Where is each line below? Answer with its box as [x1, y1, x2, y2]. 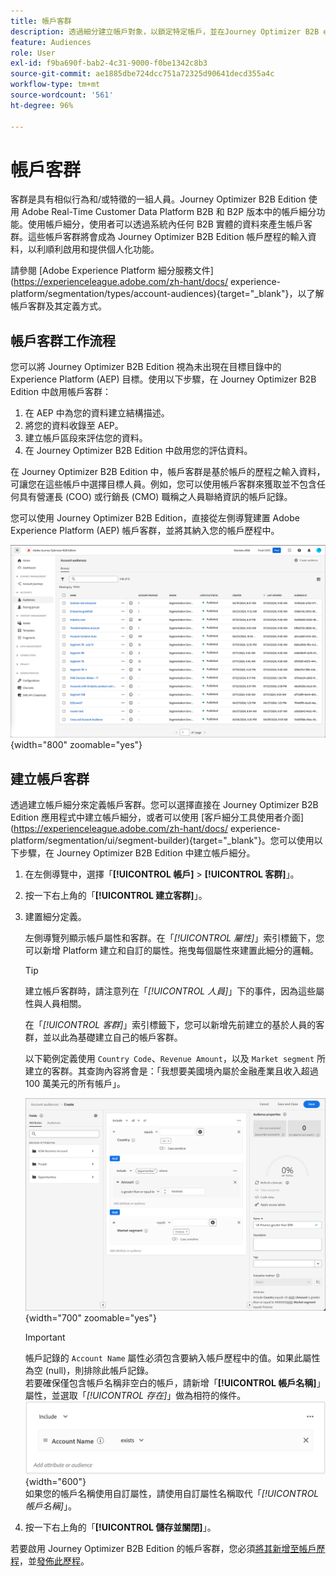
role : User [10, 48, 56, 58]
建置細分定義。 [24, 911, 87, 923]
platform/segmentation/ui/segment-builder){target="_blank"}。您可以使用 [10, 835, 315, 847]
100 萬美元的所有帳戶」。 [24, 1078, 127, 1090]
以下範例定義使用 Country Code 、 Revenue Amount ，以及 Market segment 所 [24, 1053, 326, 1065]
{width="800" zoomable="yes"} [10, 739, 143, 751]
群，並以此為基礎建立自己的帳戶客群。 [24, 1031, 183, 1044]
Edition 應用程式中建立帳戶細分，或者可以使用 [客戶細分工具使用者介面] [10, 811, 305, 824]
